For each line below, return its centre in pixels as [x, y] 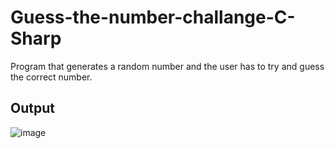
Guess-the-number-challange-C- [153, 17]
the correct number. [51, 77]
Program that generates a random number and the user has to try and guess [167, 66]
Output [32, 108]
